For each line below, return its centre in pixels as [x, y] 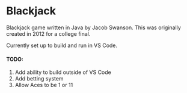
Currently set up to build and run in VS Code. [62, 45]
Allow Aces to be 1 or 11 [44, 85]
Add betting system [39, 79]
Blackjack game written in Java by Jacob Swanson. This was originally [94, 27]
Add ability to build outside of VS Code [63, 72]
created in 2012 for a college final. [48, 33]
